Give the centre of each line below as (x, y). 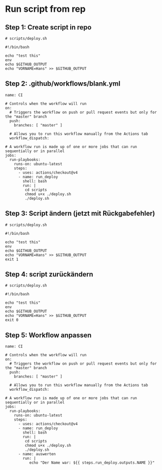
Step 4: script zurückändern (49, 274)
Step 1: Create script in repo (48, 27)
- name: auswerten (37, 454)
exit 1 (12, 259)
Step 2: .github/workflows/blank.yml (63, 84)
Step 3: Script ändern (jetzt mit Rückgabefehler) (80, 213)
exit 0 (12, 320)
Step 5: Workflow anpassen (48, 335)
